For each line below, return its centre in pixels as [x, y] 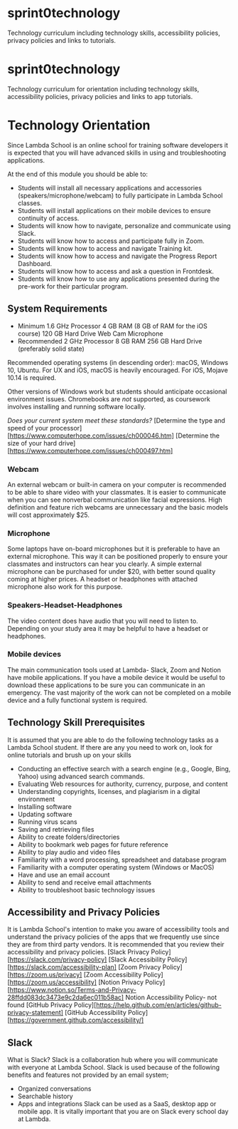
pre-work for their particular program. [73, 286]
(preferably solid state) [51, 349]
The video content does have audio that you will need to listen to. [103, 621]
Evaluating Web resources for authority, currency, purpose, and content [123, 784]
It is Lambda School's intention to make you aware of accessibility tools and [118, 929]
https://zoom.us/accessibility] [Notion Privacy [77, 982]
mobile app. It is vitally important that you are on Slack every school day [123, 1112]
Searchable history [45, 1096]
